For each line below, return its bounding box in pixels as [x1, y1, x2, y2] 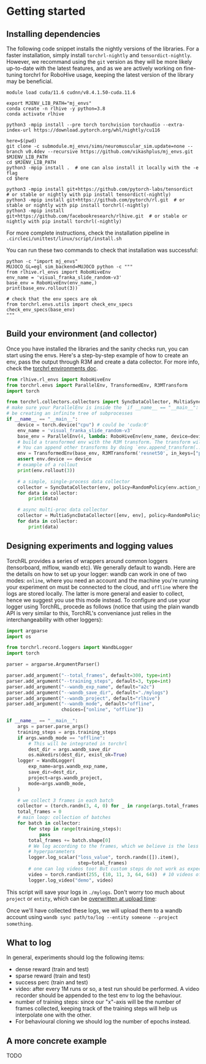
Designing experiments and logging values [6, 541, 174, 551]
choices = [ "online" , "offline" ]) [61, 707, 144, 713]
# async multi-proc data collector [17, 507, 109, 513]
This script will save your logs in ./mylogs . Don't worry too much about [6, 888, 185, 896]
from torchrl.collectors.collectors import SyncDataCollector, [6, 399, 172, 405]
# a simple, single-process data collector [17, 478, 131, 484]
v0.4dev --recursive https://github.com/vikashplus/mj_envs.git [25, 149, 193, 155]
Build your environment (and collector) [6, 328, 158, 339]
